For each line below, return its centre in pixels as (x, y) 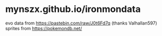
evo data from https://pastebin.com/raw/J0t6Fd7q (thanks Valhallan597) (81, 23)
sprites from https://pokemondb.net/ (44, 28)
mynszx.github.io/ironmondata (73, 9)
